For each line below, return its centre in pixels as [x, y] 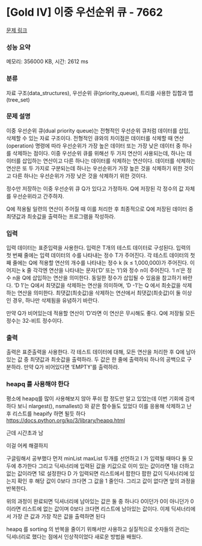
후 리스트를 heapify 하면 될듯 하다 [46, 414]
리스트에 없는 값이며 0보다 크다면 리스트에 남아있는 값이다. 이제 [96, 509]
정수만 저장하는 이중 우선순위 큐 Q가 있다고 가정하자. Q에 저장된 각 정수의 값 [95, 188]
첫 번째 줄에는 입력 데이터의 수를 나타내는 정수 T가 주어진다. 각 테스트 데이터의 [98, 255]
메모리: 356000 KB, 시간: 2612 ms [47, 61]
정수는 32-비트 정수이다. [35, 321]
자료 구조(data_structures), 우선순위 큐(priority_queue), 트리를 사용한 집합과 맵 [100, 93]
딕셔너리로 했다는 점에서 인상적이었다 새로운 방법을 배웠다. [75, 536]
